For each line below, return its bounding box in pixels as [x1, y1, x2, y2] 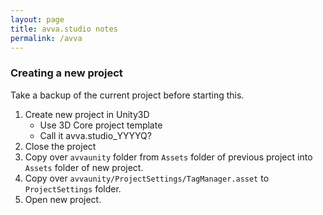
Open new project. [24, 193, 102, 205]
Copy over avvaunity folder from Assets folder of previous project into [24, 151, 313, 163]
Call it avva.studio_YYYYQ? [39, 129, 152, 141]
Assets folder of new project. [24, 161, 144, 173]
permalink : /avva [10, 33, 83, 43]
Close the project [24, 140, 97, 152]
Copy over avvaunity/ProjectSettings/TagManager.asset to [24, 172, 270, 184]
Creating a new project [10, 66, 123, 80]
